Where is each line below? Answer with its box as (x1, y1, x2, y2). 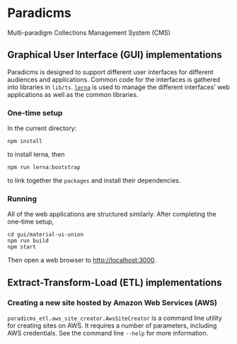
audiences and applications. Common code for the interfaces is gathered (7, 75, 221, 84)
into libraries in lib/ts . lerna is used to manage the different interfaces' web (7, 83, 230, 91)
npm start (7, 243, 37, 251)
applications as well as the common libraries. (7, 90, 139, 98)
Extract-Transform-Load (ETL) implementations (7, 276, 222, 288)
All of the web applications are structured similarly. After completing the (7, 210, 217, 219)
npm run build (7, 237, 50, 245)
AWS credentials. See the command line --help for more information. (7, 329, 209, 338)
